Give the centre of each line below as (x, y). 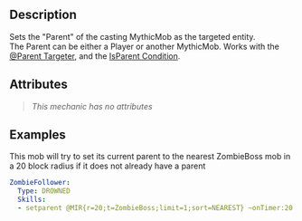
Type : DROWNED (44, 191)
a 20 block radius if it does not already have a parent (108, 166)
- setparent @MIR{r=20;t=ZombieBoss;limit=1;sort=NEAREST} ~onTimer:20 (156, 208)
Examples (38, 135)
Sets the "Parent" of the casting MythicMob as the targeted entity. (132, 36)
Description (43, 15)
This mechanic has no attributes (92, 106)
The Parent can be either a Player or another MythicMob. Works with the (145, 46)
